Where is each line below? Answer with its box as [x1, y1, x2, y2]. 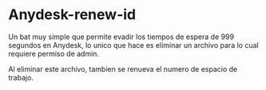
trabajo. [8, 72, 34, 82]
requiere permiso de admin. [8, 49, 100, 58]
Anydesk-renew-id [8, 6, 137, 24]
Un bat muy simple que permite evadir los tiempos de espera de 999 [8, 32, 234, 41]
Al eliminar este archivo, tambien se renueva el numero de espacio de [8, 64, 238, 73]
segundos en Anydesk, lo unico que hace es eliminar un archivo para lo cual [8, 40, 259, 49]
